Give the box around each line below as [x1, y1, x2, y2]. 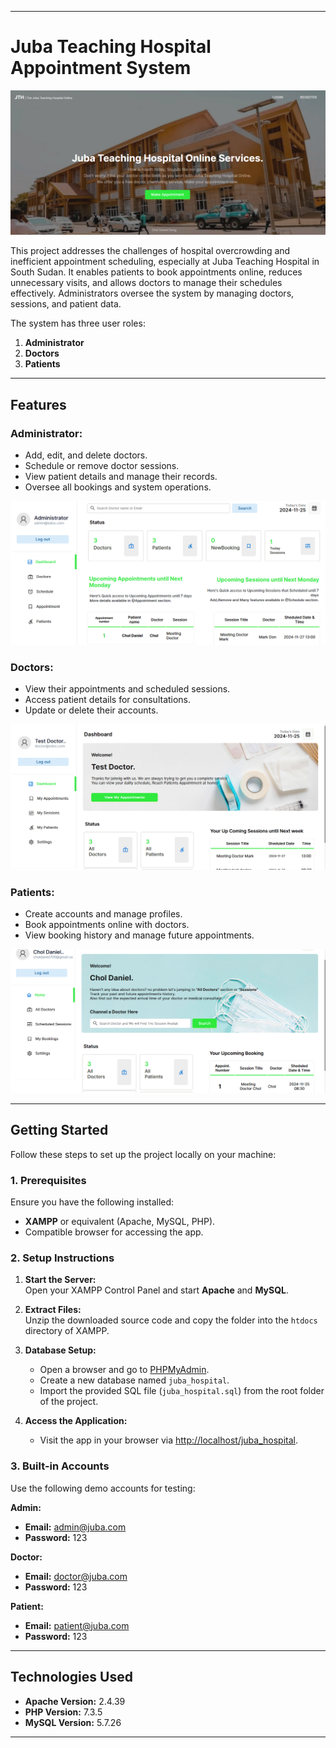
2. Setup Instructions [10, 1251, 115, 1265]
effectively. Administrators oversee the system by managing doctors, [10, 287, 295, 300]
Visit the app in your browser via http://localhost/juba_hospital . [39, 1434, 299, 1446]
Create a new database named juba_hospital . [39, 1374, 230, 1386]
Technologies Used [10, 1669, 133, 1686]
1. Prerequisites [10, 1173, 87, 1187]
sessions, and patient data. [10, 298, 122, 310]
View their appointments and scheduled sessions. [24, 683, 231, 695]
